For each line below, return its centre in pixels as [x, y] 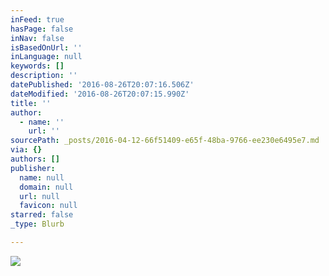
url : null [39, 196]
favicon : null [48, 206]
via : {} [26, 150]
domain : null [46, 187]
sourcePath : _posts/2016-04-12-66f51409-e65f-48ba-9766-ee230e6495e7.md [165, 141]
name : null [42, 177]
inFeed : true [37, 19]
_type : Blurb [37, 224]
